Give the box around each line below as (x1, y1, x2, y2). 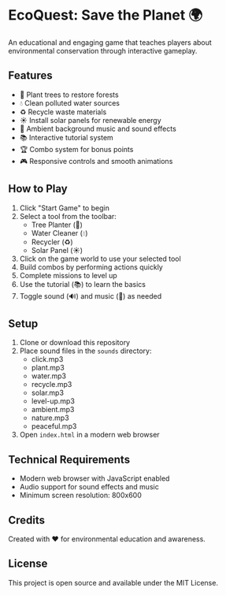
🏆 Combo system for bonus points (19, 144, 134, 154)
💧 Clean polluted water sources (19, 98, 120, 107)
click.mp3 (31, 355, 64, 364)
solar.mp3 (31, 388, 65, 398)
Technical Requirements (8, 452, 131, 466)
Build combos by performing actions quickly (19, 262, 163, 272)
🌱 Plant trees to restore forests (19, 90, 120, 99)
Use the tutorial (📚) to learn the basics (19, 279, 146, 288)
